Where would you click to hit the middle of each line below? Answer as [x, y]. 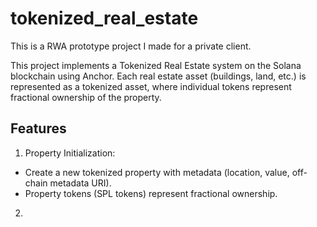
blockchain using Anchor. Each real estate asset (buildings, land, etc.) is [158, 76]
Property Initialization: [70, 153]
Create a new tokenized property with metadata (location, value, [157, 172]
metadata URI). [80, 183]
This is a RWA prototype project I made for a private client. [131, 46]
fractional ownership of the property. [86, 97]
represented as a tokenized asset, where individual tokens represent [151, 86]
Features [38, 128]
